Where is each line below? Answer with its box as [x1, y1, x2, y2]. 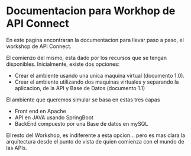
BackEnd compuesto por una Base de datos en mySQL [14, 120, 148, 127]
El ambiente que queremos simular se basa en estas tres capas [6, 96, 160, 103]
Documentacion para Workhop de [6, 4, 176, 18]
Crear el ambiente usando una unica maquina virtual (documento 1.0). [14, 72, 185, 79]
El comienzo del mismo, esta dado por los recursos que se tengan [6, 54, 167, 61]
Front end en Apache [14, 107, 66, 114]
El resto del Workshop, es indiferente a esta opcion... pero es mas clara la [6, 132, 185, 139]
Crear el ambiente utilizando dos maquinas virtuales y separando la [14, 78, 179, 85]
